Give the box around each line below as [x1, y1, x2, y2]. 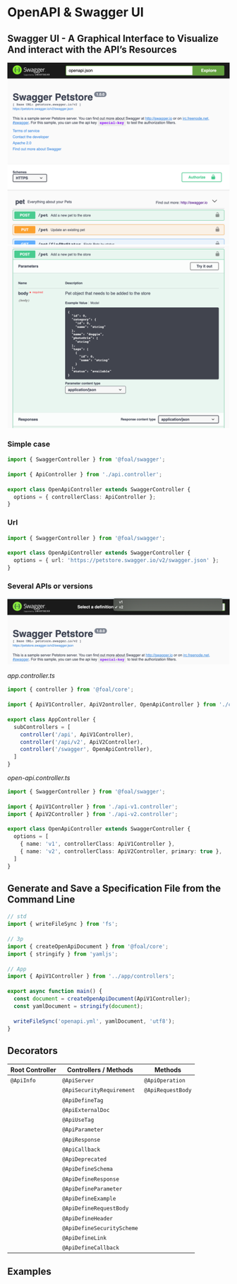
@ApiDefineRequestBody [62, 1205, 129, 1213]
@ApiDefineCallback [62, 1244, 120, 1251]
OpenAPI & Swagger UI [7, 4, 145, 21]
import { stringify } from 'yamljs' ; [7, 950, 119, 958]
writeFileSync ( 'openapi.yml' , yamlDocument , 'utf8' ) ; [13, 1017, 175, 1025]
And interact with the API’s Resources [7, 43, 178, 55]
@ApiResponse [62, 1136, 101, 1143]
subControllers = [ [13, 723, 71, 730]
